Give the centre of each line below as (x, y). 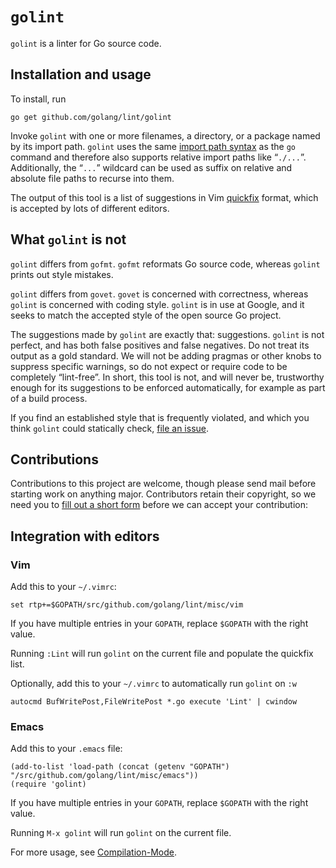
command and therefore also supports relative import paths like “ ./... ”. (158, 157)
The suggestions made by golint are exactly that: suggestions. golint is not (167, 334)
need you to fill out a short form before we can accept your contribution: (159, 505)
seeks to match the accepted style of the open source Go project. (146, 315)
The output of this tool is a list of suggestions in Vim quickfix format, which (164, 197)
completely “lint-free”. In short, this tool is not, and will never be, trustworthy (167, 377)
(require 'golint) (48, 784)
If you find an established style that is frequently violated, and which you (160, 417)
